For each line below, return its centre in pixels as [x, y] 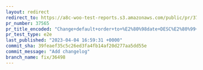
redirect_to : [22, 18]
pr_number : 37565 [28, 23]
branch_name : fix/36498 [36, 57]
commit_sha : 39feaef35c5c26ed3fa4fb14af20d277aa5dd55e [76, 46]
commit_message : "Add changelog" [48, 52]
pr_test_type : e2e [29, 35]
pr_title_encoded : [29, 29]
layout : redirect [28, 12]
